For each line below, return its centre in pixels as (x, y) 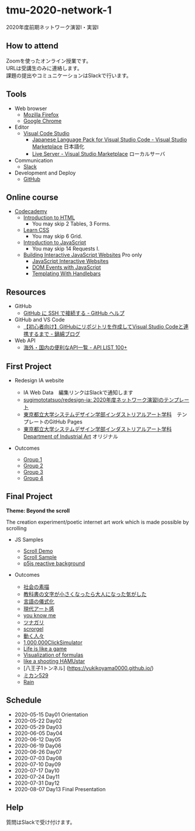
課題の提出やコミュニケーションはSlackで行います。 (69, 75)
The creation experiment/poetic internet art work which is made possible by (97, 522)
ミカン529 (36, 675)
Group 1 (32, 459)
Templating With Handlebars (66, 273)
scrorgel (33, 629)
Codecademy (31, 211)
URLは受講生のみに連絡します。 (44, 68)
